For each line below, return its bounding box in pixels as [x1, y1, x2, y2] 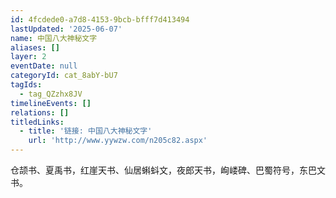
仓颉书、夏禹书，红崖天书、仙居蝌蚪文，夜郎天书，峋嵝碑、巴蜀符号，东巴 [10, 164, 317, 176]
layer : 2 [10, 52, 47, 62]
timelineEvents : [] [10, 98, 92, 108]
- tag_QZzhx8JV [19, 89, 83, 99]
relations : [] [10, 107, 70, 118]
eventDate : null [10, 61, 78, 71]
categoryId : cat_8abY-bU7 [10, 71, 118, 81]
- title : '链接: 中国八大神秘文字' [19, 126, 153, 136]
